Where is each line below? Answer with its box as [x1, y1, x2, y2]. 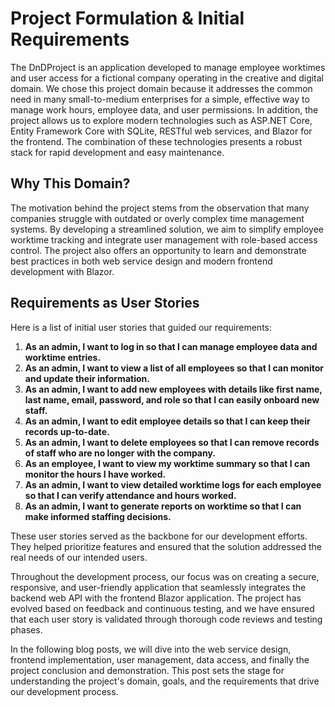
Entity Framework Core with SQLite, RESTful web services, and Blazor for [10, 125, 313, 137]
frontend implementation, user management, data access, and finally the [10, 653, 310, 666]
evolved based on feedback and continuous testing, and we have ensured [10, 602, 315, 614]
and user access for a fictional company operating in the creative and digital [10, 72, 325, 84]
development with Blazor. [10, 265, 115, 277]
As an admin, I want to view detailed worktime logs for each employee [24, 478, 322, 491]
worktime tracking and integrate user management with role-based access [10, 233, 318, 246]
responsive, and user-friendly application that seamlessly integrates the [10, 581, 307, 593]
